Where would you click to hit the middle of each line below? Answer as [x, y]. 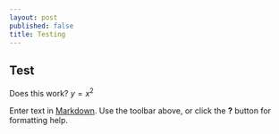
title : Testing [38, 34]
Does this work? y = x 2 [51, 92]
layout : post [34, 17]
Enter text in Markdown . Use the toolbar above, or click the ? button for [140, 110]
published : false [42, 26]
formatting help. [39, 120]
